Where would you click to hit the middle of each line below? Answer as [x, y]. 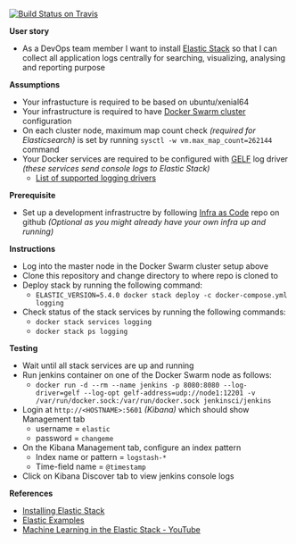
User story [29, 31]
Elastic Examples [53, 520]
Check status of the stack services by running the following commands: [154, 312]
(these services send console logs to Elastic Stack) [116, 168]
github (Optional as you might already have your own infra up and [144, 222]
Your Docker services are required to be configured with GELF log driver [155, 159]
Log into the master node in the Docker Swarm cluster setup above [145, 266]
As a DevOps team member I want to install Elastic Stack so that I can [150, 48]
